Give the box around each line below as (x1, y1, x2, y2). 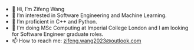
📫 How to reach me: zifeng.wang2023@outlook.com (11, 37, 142, 44)
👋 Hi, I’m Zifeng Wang (11, 6, 65, 12)
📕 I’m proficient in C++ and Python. (11, 18, 97, 25)
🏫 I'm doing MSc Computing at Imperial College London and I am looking (11, 24, 189, 31)
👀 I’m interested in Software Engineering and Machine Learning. (11, 12, 167, 19)
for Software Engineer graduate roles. (11, 31, 104, 38)
